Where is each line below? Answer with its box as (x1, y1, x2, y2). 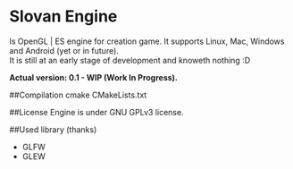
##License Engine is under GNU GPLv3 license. (9, 106, 185, 117)
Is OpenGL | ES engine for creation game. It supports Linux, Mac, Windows (9, 36, 285, 46)
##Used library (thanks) (9, 123, 97, 135)
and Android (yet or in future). (9, 45, 119, 55)
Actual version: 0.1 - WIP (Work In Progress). (9, 72, 179, 82)
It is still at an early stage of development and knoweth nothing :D (9, 55, 251, 65)
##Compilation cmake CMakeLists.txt (9, 89, 147, 100)
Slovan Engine (9, 6, 118, 27)
